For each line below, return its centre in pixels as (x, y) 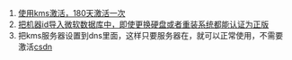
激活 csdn (35, 47)
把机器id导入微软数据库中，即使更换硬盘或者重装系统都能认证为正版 (143, 24)
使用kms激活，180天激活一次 (71, 13)
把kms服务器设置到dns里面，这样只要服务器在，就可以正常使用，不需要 (150, 35)
